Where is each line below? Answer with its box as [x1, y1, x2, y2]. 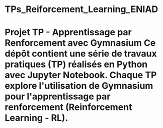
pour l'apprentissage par [5, 91, 111, 102]
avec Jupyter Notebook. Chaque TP [5, 70, 157, 81]
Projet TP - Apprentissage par [5, 27, 132, 38]
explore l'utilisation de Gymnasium [5, 80, 153, 92]
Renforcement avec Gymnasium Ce [5, 37, 156, 49]
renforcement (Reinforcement [5, 102, 132, 113]
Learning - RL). [5, 112, 68, 124]
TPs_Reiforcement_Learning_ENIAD [5, 4, 158, 15]
